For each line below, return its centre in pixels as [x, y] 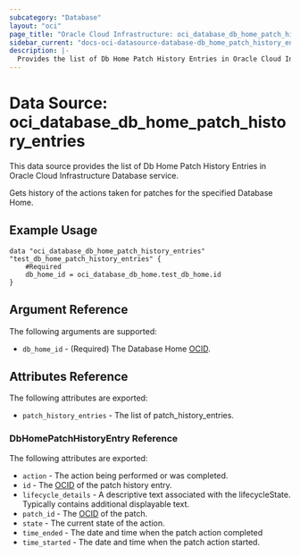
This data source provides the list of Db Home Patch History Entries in [138, 165]
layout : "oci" [36, 26]
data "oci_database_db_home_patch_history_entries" [107, 251]
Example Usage [54, 230]
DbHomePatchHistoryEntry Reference [94, 439]
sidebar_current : [42, 42]
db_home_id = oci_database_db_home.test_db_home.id [123, 274]
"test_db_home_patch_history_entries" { [86, 259]
